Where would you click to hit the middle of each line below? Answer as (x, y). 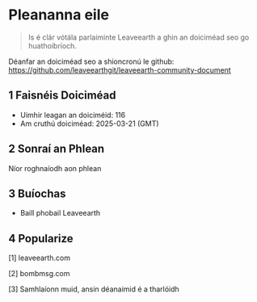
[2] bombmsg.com (39, 274)
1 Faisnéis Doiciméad (62, 96)
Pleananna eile (59, 15)
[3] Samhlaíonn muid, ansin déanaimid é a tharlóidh (94, 289)
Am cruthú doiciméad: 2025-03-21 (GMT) (89, 124)
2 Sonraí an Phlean (57, 149)
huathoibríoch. (52, 45)
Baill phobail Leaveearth (60, 213)
